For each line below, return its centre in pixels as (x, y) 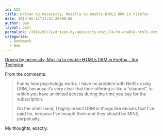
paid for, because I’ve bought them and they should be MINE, (78, 113)
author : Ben (17, 23)
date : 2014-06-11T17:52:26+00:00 (39, 18)
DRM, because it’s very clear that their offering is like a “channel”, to (85, 88)
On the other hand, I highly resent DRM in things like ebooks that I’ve (85, 108)
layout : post (18, 28)
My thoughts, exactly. (27, 128)
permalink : (16, 32)
